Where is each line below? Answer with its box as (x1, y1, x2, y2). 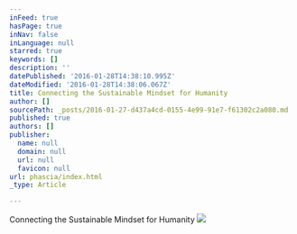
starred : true (9, 47, 63, 56)
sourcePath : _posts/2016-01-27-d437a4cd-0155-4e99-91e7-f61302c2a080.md (9, 105, 289, 114)
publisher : (9, 130, 51, 139)
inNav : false (9, 30, 59, 39)
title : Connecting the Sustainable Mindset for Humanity (9, 88, 228, 97)
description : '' (9, 64, 70, 73)
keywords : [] (9, 55, 59, 64)
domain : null (17, 147, 67, 156)
